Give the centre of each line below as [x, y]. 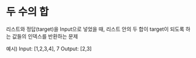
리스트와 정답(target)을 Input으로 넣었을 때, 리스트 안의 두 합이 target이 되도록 [95, 29]
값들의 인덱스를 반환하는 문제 [45, 36]
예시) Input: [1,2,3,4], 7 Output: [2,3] [49, 48]
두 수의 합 [27, 12]
